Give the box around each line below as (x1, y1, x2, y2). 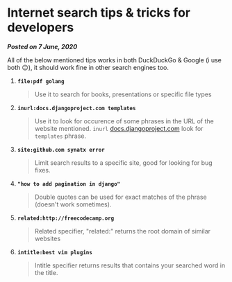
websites (34, 234, 61, 243)
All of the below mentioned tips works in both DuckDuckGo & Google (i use (7, 55, 222, 64)
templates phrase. (34, 132, 87, 140)
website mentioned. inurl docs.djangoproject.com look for (34, 124, 204, 132)
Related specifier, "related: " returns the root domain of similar (34, 227, 210, 235)
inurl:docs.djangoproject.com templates (17, 105, 136, 112)
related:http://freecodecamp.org (17, 215, 115, 222)
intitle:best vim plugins (17, 249, 92, 256)
